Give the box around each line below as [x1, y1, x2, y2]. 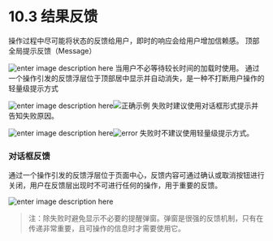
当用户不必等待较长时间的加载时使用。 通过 [115, 62, 260, 73]
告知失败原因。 [8, 110, 58, 120]
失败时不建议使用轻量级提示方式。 [139, 127, 254, 138]
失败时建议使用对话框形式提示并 [151, 101, 259, 110]
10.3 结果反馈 [8, 7, 98, 26]
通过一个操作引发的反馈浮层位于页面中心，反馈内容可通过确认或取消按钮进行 [8, 170, 265, 180]
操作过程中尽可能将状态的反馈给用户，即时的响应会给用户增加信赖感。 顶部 [8, 36, 260, 45]
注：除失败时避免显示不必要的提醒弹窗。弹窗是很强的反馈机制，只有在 [28, 213, 264, 223]
